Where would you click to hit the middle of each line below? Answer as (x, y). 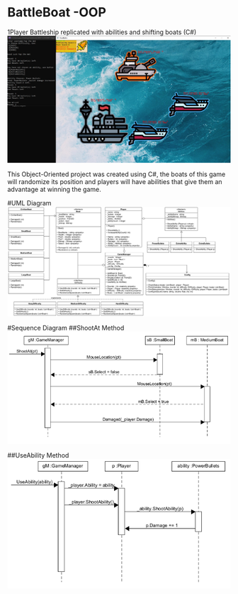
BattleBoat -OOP (57, 12)
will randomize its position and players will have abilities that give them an (115, 182)
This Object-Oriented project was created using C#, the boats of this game (117, 174)
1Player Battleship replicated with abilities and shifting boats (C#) (102, 32)
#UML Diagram (29, 203)
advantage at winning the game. (54, 190)
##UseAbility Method (38, 455)
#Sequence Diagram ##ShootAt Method (66, 328)
